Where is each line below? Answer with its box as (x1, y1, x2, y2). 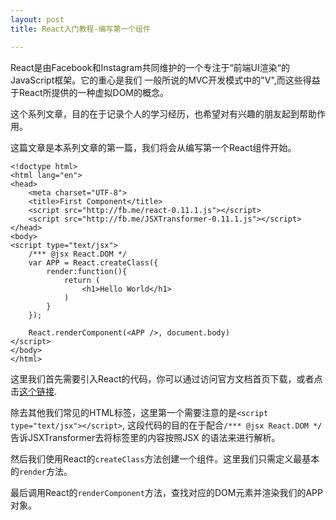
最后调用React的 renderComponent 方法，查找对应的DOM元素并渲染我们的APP (10, 486, 323, 498)
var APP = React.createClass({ (28, 257, 159, 268)
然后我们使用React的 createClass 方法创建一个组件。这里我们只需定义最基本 (10, 452, 320, 465)
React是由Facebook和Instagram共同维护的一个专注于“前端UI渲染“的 (10, 61, 290, 73)
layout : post (10, 14, 65, 25)
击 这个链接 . (10, 385, 58, 397)
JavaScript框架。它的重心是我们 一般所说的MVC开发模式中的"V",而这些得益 (10, 74, 321, 86)
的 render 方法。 (10, 465, 73, 477)
